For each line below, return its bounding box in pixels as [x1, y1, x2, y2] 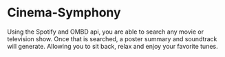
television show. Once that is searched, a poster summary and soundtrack [7, 34, 217, 43]
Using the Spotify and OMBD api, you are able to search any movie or [7, 27, 204, 36]
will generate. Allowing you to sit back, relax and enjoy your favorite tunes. [7, 42, 218, 50]
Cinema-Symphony [7, 5, 122, 21]
